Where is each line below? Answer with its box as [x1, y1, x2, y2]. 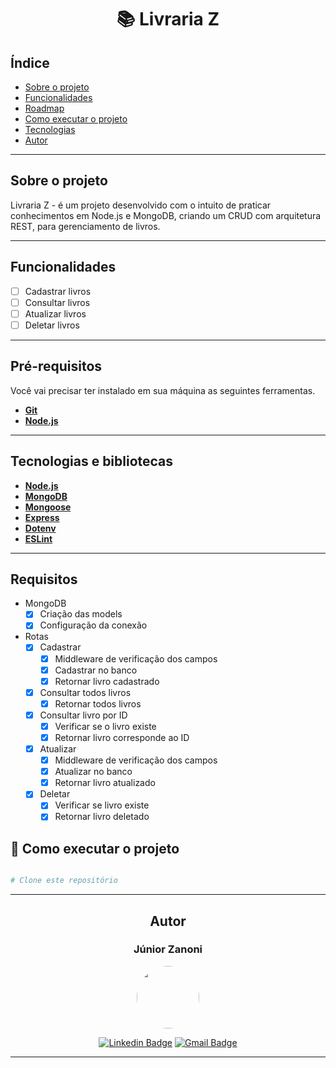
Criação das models [39, 608, 123, 620]
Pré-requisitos [10, 358, 103, 375]
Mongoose [24, 501, 72, 513]
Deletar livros [24, 319, 80, 331]
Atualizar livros [24, 307, 87, 320]
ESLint [24, 532, 53, 545]
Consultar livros [24, 296, 91, 308]
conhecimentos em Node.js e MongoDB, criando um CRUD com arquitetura [10, 209, 322, 221]
